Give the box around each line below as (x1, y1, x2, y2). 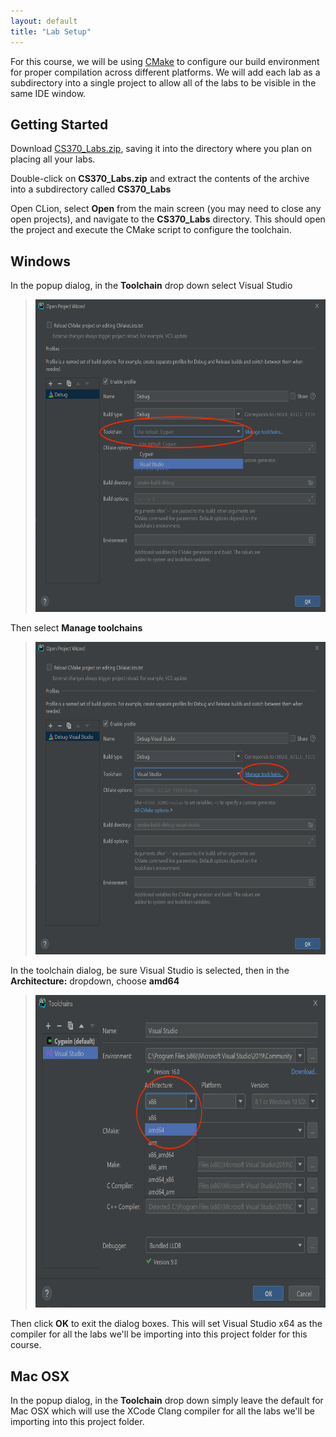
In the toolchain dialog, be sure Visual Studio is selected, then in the (10, 965, 290, 977)
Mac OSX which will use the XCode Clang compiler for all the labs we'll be (10, 1405, 316, 1417)
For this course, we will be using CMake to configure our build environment (10, 55, 320, 67)
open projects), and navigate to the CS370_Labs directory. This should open (10, 213, 326, 225)
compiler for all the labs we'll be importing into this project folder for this (10, 1328, 308, 1340)
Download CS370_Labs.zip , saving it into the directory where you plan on (10, 143, 312, 155)
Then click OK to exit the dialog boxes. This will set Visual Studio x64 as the (10, 1318, 323, 1330)
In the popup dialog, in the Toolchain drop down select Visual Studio (10, 280, 293, 292)
